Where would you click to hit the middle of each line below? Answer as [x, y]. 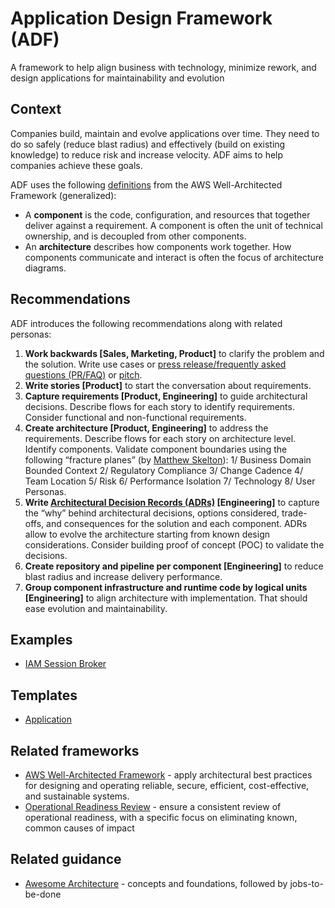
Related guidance [66, 859]
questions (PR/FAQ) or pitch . [83, 374]
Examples [41, 639]
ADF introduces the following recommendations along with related [146, 323]
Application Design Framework [141, 18]
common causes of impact [79, 828]
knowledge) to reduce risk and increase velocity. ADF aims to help [147, 154]
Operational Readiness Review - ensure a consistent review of [153, 806]
